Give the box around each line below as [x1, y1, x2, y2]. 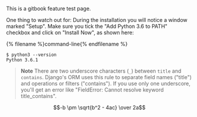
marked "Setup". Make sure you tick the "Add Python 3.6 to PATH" [6, 23, 167, 30]
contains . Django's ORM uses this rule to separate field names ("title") [20, 74, 192, 80]
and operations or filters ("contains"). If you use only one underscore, [20, 80, 191, 87]
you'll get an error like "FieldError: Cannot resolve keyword [20, 86, 164, 93]
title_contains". [20, 93, 57, 99]
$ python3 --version [6, 52, 57, 58]
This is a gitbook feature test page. [6, 5, 91, 12]
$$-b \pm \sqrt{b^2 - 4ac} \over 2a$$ [53, 104, 146, 111]
